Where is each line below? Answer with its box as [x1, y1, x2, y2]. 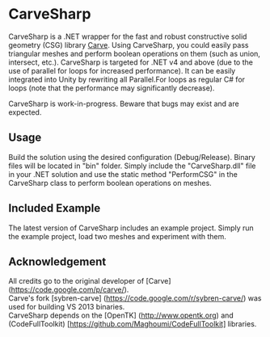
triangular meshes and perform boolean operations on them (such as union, [8, 48, 261, 58]
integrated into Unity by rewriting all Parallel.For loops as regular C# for [8, 74, 245, 84]
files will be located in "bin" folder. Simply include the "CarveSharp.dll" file [8, 161, 256, 171]
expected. [8, 107, 42, 117]
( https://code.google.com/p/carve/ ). [8, 284, 129, 295]
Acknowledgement [8, 255, 107, 268]
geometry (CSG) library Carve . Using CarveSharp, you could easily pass [8, 40, 249, 49]
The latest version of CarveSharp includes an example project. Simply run [8, 223, 255, 233]
